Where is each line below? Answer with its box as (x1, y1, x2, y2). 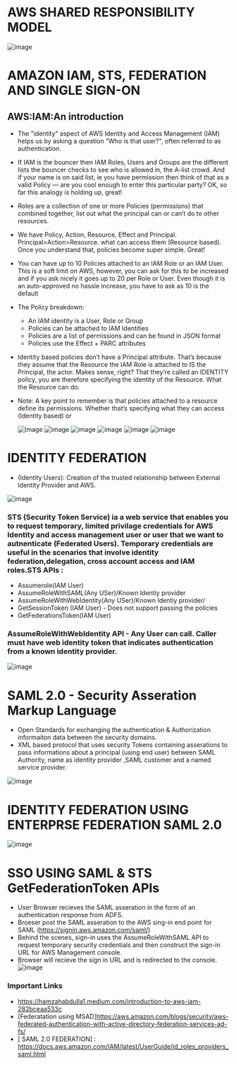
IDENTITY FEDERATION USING (7, 801, 189, 818)
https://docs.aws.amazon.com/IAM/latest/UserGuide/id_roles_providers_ (17, 1042, 229, 1050)
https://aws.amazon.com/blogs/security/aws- (96, 1012, 229, 1020)
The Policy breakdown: (17, 302, 85, 311)
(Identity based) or (17, 411, 72, 420)
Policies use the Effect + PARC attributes (27, 339, 147, 347)
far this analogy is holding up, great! (17, 188, 123, 196)
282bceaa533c (17, 1004, 62, 1013)
